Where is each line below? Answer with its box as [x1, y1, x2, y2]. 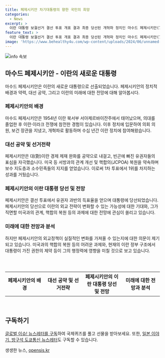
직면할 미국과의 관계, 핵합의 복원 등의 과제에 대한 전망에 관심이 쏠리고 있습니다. [5, 210, 156, 215]
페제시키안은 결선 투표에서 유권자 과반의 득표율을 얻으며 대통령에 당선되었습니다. [5, 197, 159, 203]
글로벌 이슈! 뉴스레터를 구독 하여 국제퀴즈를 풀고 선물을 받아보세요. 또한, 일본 [5, 330, 151, 336]
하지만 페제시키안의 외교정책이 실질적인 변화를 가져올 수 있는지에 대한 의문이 [5, 235, 151, 241]
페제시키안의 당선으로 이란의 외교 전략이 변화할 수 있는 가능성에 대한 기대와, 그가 [5, 203, 159, 210]
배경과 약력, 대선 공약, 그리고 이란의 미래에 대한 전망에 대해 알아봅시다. [5, 89, 140, 95]
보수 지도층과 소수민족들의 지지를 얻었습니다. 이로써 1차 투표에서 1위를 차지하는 [5, 166, 156, 172]
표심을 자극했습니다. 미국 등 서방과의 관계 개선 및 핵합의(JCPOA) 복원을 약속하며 [5, 159, 159, 165]
